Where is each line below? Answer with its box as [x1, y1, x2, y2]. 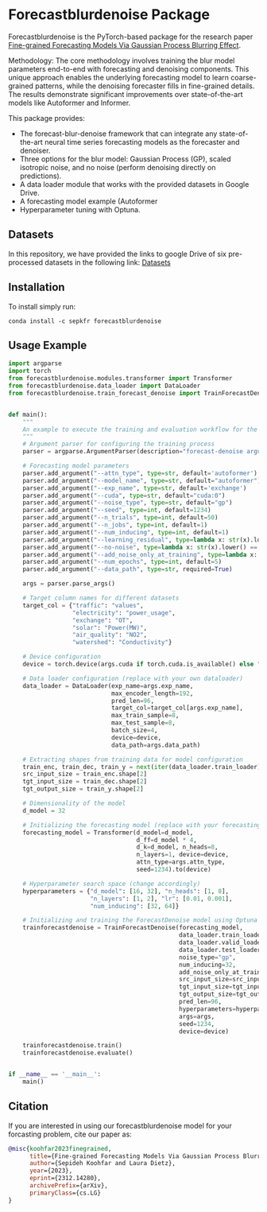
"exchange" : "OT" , [72, 616, 133, 624]
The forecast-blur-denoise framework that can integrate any [19, 129, 218, 138]
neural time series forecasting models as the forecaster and [44, 137, 240, 146]
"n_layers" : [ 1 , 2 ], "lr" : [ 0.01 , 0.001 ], [90, 895, 233, 903]
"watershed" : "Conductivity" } [72, 639, 172, 647]
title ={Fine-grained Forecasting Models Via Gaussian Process [29, 1152, 240, 1160]
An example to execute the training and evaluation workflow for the [22, 425, 258, 433]
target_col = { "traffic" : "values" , [22, 601, 145, 609]
